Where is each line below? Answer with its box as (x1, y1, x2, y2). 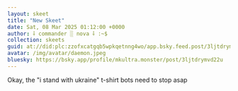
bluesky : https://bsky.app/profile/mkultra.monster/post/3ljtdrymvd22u (7, 56, 223, 63)
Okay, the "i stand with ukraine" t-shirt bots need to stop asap (7, 75, 188, 84)
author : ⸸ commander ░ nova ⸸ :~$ (7, 30, 108, 37)
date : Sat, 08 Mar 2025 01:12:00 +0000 (7, 23, 125, 30)
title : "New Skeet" (7, 17, 65, 24)
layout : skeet (7, 10, 50, 18)
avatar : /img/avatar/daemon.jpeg (7, 50, 106, 57)
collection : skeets (7, 37, 65, 44)
